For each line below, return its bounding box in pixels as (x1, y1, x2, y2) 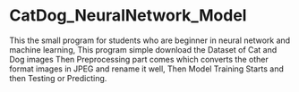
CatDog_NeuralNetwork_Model (9, 5, 247, 26)
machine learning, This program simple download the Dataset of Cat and (9, 44, 278, 54)
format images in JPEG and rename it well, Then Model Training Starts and (9, 63, 285, 74)
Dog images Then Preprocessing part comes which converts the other (9, 54, 269, 64)
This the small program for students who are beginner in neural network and (9, 35, 291, 46)
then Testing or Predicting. (9, 72, 107, 83)
